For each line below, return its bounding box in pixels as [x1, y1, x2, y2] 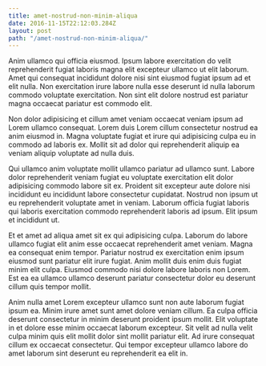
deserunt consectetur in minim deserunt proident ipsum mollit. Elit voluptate [8, 315, 259, 324]
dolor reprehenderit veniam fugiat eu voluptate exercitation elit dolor [8, 173, 234, 182]
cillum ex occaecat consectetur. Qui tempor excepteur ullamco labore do [8, 340, 248, 350]
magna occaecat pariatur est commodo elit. [8, 99, 152, 108]
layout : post [8, 26, 52, 35]
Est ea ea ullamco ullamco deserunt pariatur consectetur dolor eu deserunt [8, 274, 256, 283]
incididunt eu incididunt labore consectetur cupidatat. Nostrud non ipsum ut [8, 189, 259, 199]
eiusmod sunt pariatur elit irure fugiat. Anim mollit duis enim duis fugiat [8, 256, 242, 266]
